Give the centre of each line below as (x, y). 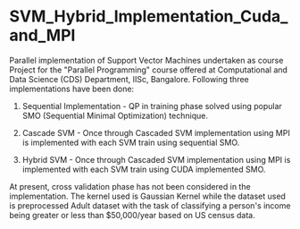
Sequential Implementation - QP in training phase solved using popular (152, 106)
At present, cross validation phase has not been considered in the (130, 186)
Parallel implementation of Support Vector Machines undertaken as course (146, 60)
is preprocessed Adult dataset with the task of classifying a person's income (150, 205)
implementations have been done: (72, 89)
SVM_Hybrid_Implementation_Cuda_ (149, 17)
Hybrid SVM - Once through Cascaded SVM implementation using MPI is (156, 159)
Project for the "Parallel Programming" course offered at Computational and (149, 70)
